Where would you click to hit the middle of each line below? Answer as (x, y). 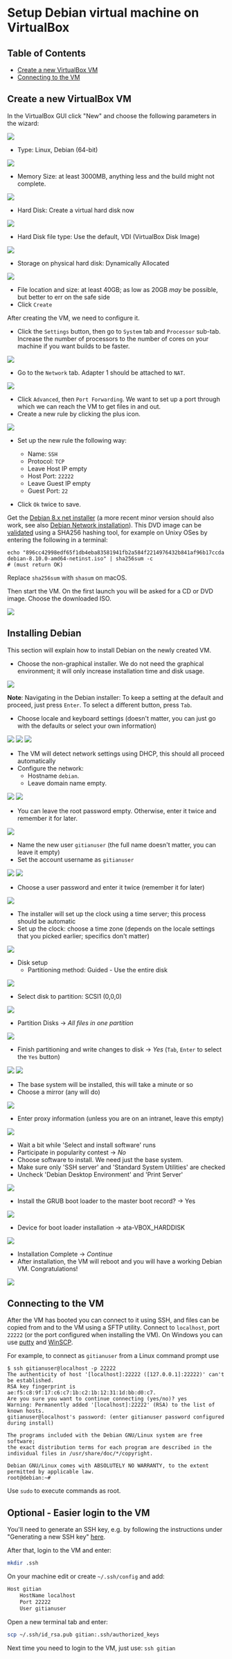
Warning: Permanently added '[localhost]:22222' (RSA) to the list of (111, 1405)
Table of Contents (47, 53)
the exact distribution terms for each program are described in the (110, 1448)
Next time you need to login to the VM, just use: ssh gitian (91, 1648)
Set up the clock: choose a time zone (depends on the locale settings (116, 929)
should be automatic (46, 921)
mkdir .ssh (23, 1563)
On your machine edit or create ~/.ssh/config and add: (86, 1576)
